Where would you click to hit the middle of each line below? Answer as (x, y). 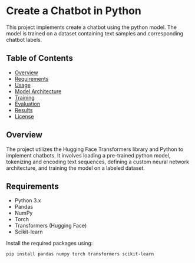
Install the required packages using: (49, 244)
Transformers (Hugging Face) (51, 226)
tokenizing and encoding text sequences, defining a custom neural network (98, 162)
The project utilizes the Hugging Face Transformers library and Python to (95, 149)
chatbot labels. (24, 40)
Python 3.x (28, 200)
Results (24, 110)
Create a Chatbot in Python (74, 11)
